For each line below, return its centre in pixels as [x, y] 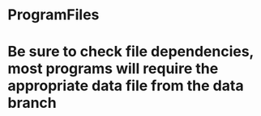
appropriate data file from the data [126, 86]
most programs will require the [113, 69]
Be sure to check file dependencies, [131, 52]
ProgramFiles [53, 15]
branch [32, 103]
